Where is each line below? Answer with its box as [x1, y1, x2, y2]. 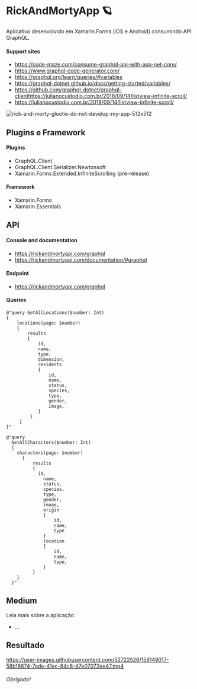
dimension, [37, 356, 65, 362]
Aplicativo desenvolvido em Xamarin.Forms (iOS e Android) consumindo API [6, 27, 192, 35]
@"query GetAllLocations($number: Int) [6, 309, 105, 316]
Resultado [6, 640, 44, 650]
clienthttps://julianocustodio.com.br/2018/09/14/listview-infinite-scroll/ [14, 93, 188, 100]
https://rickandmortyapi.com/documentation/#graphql [14, 256, 147, 263]
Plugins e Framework [6, 128, 86, 138]
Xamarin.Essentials [14, 202, 61, 210]
